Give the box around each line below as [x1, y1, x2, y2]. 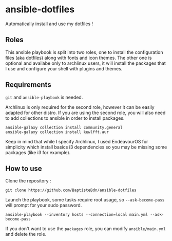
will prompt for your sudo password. [5, 202, 82, 209]
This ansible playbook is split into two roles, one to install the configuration [5, 49, 163, 55]
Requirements [5, 81, 51, 89]
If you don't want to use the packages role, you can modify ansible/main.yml [5, 226, 166, 232]
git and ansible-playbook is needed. [5, 94, 83, 100]
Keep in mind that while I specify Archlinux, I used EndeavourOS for [5, 138, 148, 144]
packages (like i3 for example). [5, 149, 71, 155]
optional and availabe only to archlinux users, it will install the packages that [5, 60, 166, 66]
